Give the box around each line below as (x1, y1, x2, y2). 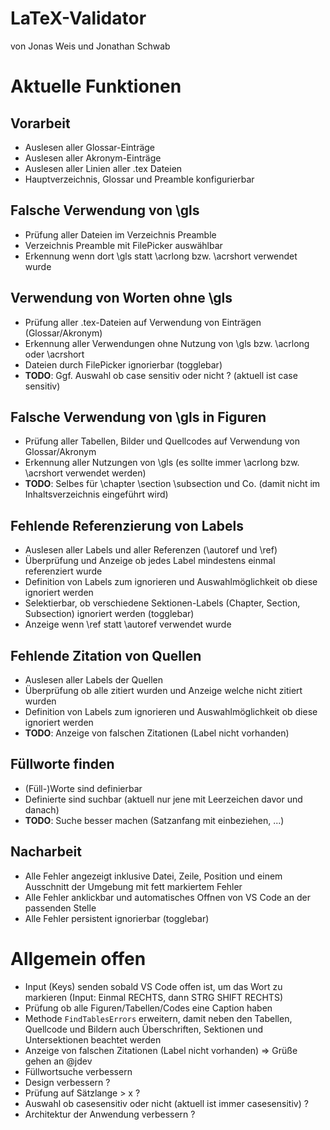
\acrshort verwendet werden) (24, 467, 147, 479)
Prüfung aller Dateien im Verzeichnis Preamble (24, 228, 217, 241)
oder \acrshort (24, 348, 85, 360)
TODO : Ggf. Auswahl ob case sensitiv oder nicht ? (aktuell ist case (24, 369, 298, 381)
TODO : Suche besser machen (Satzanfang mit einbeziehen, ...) (24, 814, 285, 826)
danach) (24, 803, 60, 816)
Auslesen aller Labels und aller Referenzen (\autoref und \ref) (24, 544, 278, 556)
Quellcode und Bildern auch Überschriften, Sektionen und (24, 1023, 263, 1035)
